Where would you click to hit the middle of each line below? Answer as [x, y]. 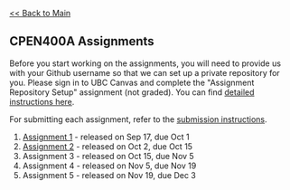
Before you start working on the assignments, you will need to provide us [145, 63]
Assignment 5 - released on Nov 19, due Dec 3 [109, 175]
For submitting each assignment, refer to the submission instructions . [139, 119]
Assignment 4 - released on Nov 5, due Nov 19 [109, 166]
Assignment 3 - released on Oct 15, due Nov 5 [108, 156]
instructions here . [42, 101]
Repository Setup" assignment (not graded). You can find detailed [132, 92]
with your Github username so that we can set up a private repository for [145, 72]
